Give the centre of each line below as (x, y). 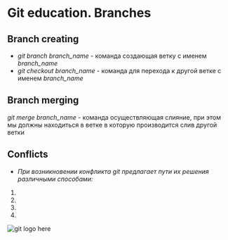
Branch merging (43, 100)
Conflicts (28, 154)
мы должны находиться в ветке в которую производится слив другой (112, 125)
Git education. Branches (79, 13)
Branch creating (43, 39)
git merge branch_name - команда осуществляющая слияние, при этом (114, 117)
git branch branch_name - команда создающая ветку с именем (112, 56)
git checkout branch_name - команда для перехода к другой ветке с (119, 71)
